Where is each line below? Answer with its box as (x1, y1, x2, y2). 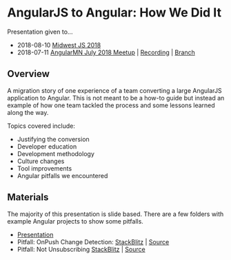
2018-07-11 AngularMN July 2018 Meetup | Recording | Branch (17, 48, 195, 56)
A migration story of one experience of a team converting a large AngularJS (7, 86, 222, 94)
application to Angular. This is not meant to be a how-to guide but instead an (7, 94, 225, 102)
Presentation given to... (7, 28, 73, 36)
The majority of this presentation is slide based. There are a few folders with (7, 210, 224, 218)
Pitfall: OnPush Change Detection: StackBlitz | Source (17, 237, 170, 246)
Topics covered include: (7, 122, 76, 130)
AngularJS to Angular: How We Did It (7, 5, 222, 21)
